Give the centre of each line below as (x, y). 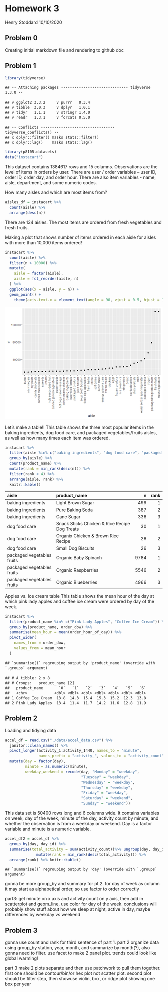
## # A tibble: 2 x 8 (28, 678)
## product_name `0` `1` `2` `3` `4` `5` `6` (76, 688)
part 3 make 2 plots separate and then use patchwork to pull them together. (83, 968)
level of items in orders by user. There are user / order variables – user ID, (81, 172)
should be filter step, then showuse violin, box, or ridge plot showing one (80, 979)
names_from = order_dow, (40, 643)
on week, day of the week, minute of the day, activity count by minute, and (82, 818)
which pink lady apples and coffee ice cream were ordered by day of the (80, 601)
